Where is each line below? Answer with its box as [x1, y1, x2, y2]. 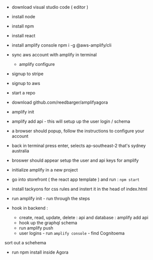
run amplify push [19, 225, 53, 231]
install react [11, 33, 35, 38]
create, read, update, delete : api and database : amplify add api [19, 215, 149, 220]
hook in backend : [11, 205, 48, 211]
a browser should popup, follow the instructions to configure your [11, 128, 145, 134]
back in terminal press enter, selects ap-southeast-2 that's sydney [11, 143, 146, 148]
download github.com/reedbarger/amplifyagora [11, 99, 108, 105]
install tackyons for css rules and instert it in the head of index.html [11, 186, 148, 192]
